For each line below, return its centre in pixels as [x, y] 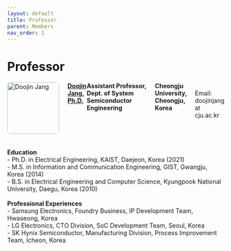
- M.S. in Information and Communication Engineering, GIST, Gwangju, [108, 167]
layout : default [30, 13]
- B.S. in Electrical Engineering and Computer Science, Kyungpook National [114, 182]
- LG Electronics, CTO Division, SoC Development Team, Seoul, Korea [106, 225]
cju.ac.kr [207, 115]
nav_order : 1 [26, 33]
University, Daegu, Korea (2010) [52, 189]
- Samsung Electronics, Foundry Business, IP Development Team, [100, 211]
